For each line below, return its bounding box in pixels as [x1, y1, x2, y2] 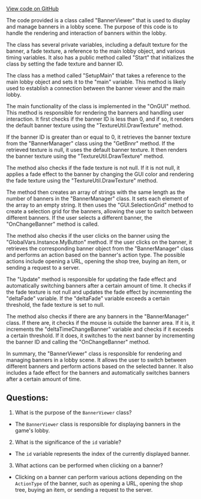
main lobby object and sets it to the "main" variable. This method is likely [6, 78, 186, 85]
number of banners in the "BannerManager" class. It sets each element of [6, 195, 189, 202]
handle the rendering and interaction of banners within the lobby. [6, 29, 167, 37]
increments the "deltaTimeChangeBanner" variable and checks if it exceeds [6, 325, 194, 333]
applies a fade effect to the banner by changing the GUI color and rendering [6, 171, 194, 178]
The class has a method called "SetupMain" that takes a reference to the [6, 72, 186, 79]
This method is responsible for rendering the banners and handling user [6, 109, 184, 116]
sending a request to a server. [6, 264, 80, 271]
